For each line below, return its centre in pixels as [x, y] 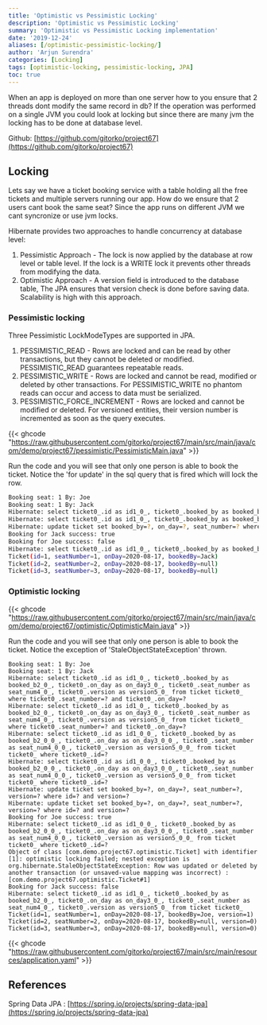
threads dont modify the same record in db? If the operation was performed [132, 106]
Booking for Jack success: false [64, 887]
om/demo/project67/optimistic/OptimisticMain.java [91, 625]
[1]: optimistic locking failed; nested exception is [99, 859]
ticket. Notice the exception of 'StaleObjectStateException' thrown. [118, 649]
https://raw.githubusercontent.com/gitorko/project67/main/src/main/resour [134, 951]
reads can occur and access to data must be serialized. [110, 393]
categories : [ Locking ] [46, 60]
